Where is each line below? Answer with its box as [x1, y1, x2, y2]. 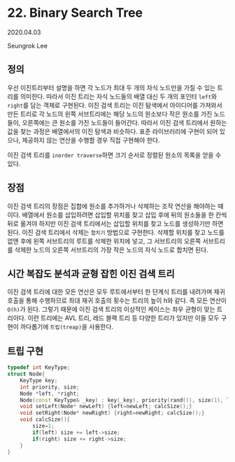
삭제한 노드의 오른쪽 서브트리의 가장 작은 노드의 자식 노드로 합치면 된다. [14, 245, 208, 254]
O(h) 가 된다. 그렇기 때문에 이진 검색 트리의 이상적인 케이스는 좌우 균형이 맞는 [7, 305, 215, 314]
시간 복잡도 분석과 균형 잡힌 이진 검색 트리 [7, 268, 175, 280]
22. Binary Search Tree [7, 5, 143, 21]
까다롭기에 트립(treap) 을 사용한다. [20, 323, 114, 331]
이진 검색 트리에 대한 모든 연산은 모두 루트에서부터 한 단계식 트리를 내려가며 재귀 [7, 288, 226, 296]
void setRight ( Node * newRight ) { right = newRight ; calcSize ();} [20, 410, 205, 417]
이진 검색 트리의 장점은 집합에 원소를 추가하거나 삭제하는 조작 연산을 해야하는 [7, 201, 217, 210]
